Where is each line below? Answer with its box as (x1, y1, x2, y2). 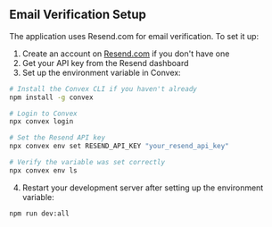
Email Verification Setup (9, 7, 147, 22)
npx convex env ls (9, 165, 78, 175)
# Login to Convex (9, 109, 78, 118)
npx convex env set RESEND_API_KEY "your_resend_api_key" (9, 142, 229, 151)
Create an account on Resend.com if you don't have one (21, 48, 230, 59)
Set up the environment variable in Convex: (21, 67, 181, 78)
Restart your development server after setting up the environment (21, 182, 264, 193)
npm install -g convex (9, 93, 94, 102)
